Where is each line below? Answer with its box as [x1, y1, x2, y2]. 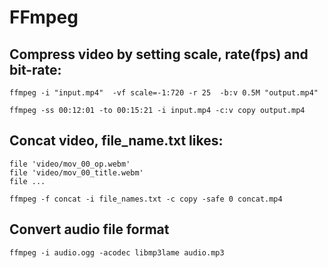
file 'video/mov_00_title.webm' [9, 167, 144, 178]
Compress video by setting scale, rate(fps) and [9, 46, 309, 63]
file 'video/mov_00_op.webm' [9, 159, 131, 169]
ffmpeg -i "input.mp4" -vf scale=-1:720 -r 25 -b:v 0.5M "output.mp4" [9, 88, 319, 98]
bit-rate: [9, 61, 62, 78]
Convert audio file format [9, 221, 170, 238]
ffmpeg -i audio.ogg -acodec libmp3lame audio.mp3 [9, 247, 225, 258]
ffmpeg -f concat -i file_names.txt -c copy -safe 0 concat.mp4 [9, 194, 283, 204]
